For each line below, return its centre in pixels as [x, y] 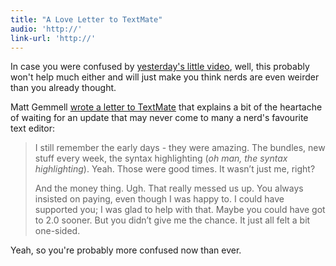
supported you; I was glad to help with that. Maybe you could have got [180, 210]
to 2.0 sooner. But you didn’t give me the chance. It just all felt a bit [172, 220]
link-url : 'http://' [53, 38]
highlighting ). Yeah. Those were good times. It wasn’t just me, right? [175, 169]
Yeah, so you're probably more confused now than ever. [126, 250]
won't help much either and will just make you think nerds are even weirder [165, 77]
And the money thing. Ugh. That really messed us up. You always [169, 188]
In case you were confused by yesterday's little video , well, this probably [160, 67]
